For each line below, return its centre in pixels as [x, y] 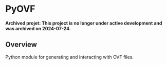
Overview [21, 45]
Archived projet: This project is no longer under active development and [84, 23]
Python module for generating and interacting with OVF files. [70, 57]
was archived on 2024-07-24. [38, 28]
